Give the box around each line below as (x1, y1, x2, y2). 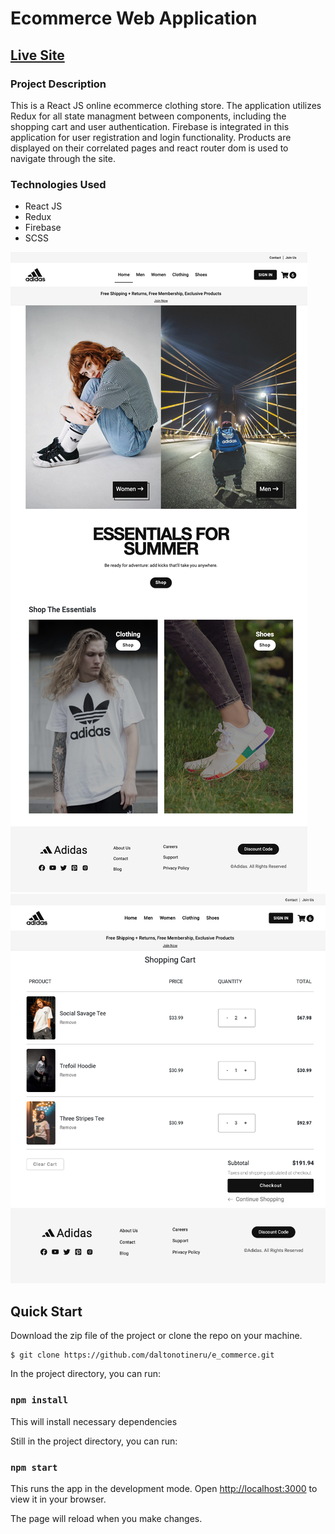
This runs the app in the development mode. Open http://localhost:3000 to (10, 1482, 318, 1494)
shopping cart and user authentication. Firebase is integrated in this (10, 120, 290, 132)
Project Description (10, 77, 107, 91)
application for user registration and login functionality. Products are (10, 131, 292, 143)
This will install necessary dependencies (10, 1415, 178, 1427)
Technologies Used (10, 177, 107, 191)
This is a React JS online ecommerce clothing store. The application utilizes (10, 99, 322, 111)
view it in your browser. (10, 1493, 107, 1505)
